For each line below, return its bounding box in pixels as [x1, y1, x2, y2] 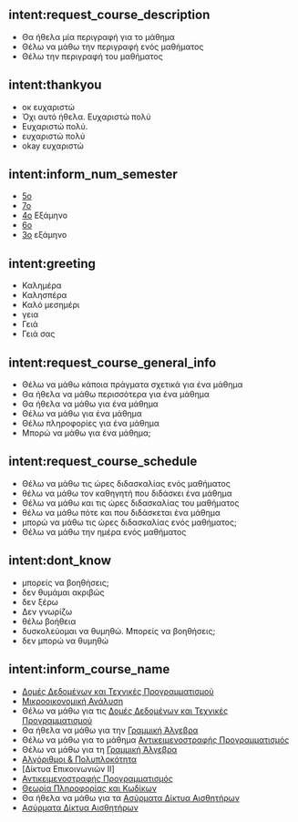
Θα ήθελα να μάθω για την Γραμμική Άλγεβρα [21, 724, 199, 735]
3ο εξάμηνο [21, 230, 67, 241]
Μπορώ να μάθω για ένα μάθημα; [21, 427, 151, 438]
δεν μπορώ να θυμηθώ [21, 635, 108, 646]
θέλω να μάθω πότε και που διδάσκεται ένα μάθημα [21, 507, 221, 518]
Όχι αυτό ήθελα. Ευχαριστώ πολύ [21, 111, 151, 122]
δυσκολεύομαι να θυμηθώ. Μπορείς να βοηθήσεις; [21, 625, 216, 636]
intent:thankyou [8, 77, 102, 93]
